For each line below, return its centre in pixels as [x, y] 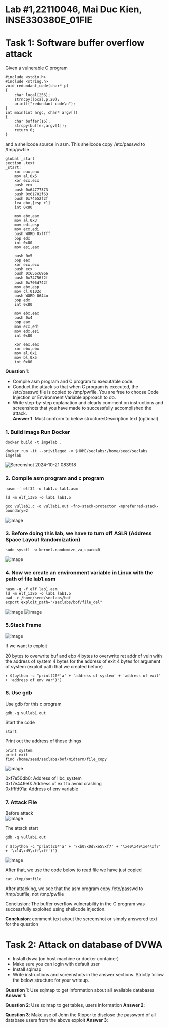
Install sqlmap [27, 969]
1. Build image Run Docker [38, 432]
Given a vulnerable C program [36, 68]
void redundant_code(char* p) [37, 86]
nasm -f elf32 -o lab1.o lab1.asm [42, 489]
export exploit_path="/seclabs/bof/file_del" [54, 602]
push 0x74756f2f [32, 278]
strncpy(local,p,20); [37, 100]
